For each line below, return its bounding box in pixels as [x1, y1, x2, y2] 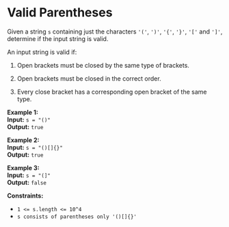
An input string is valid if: [7, 48, 77, 56]
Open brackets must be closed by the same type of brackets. [16, 61, 190, 69]
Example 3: [7, 163, 40, 172]
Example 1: [7, 108, 39, 116]
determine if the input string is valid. [7, 34, 109, 42]
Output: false [7, 178, 46, 186]
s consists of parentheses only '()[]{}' [16, 213, 137, 220]
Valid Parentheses [7, 5, 113, 21]
